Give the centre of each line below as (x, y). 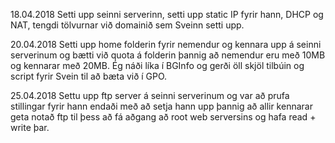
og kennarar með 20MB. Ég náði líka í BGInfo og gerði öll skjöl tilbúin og (157, 65)
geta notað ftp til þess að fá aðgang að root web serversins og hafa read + (163, 117)
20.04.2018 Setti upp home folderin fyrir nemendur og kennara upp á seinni (166, 44)
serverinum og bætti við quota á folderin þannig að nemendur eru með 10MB (168, 55)
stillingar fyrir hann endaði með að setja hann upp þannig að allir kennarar (161, 106)
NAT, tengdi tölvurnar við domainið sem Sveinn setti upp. (127, 25)
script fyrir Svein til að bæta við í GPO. (89, 76)
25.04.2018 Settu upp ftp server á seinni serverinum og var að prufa (150, 95)
